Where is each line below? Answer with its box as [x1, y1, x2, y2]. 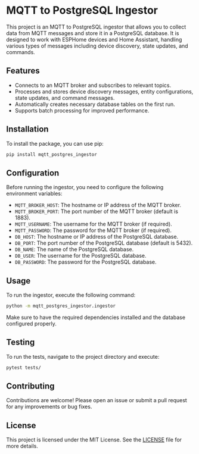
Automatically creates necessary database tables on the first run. [14, 101, 176, 108]
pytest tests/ [6, 364, 42, 371]
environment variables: [6, 190, 63, 197]
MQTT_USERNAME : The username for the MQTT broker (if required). [14, 221, 173, 228]
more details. [6, 443, 39, 450]
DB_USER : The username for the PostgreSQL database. [14, 252, 147, 259]
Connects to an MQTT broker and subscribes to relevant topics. [14, 82, 172, 89]
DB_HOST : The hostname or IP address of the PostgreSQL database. [14, 233, 179, 240]
